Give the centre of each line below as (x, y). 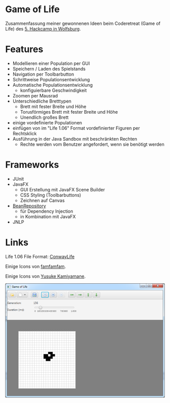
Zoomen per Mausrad (35, 95)
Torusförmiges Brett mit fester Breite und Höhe (69, 112)
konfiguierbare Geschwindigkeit (53, 90)
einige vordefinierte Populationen (47, 122)
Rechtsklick (25, 133)
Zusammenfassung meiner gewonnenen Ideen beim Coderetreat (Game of (83, 23)
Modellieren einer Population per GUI (51, 63)
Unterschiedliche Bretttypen (42, 101)
